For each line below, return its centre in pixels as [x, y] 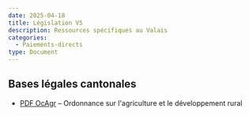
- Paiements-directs [49, 45]
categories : [28, 37]
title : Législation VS [45, 23]
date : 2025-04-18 [37, 15]
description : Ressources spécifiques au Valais [88, 30]
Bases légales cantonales [72, 84]
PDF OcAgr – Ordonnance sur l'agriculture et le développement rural [131, 103]
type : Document [33, 52]
